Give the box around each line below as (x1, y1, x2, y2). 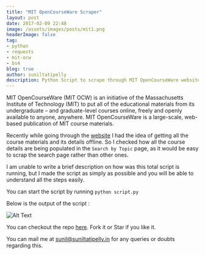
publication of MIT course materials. (23, 120, 114, 127)
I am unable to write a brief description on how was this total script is (6, 163, 180, 171)
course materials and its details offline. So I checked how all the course (6, 138, 185, 146)
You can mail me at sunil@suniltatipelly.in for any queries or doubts (6, 235, 175, 243)
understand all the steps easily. (6, 176, 85, 183)
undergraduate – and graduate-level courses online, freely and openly (6, 107, 182, 114)
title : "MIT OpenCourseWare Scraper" (6, 9, 103, 15)
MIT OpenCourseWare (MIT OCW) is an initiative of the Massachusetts (6, 94, 184, 102)
